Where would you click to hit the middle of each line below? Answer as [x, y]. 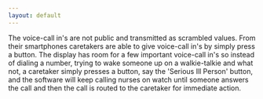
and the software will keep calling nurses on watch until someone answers [128, 79]
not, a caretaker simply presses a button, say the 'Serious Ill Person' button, [131, 71]
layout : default [35, 15]
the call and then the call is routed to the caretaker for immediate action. [125, 88]
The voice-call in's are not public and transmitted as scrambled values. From [132, 38]
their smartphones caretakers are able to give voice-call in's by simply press [131, 46]
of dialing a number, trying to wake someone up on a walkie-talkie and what [131, 63]
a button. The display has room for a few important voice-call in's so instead [131, 54]
